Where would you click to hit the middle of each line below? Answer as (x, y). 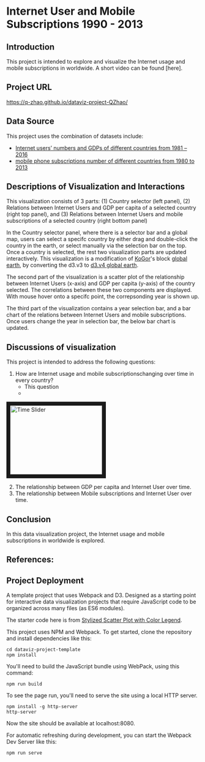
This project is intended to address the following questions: (81, 362)
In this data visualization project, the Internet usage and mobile (86, 534)
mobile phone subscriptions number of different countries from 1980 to (105, 161)
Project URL (29, 87)
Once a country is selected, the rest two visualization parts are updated (96, 252)
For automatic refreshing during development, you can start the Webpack (99, 735)
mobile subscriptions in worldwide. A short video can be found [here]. (95, 68)
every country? (34, 380)
